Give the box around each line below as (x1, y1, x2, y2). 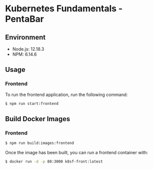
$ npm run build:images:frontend (5, 141, 74, 146)
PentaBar (5, 13, 44, 25)
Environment (5, 33, 46, 41)
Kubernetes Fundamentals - (5, 3, 123, 14)
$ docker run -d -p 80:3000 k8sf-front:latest (5, 159, 103, 164)
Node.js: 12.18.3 (12, 46, 45, 52)
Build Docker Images (5, 114, 70, 123)
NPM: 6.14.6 (12, 51, 37, 57)
